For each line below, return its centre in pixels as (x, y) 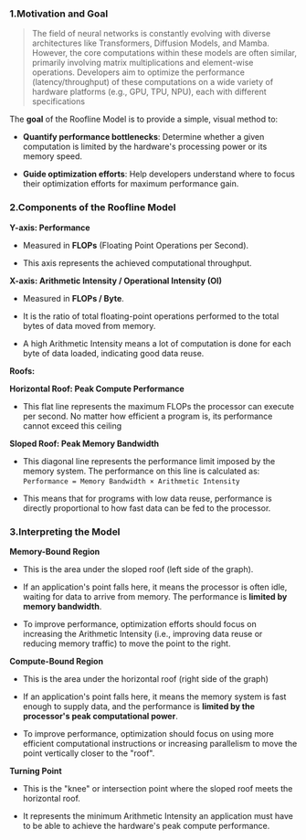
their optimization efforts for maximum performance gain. (131, 184)
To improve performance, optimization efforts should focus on (140, 623)
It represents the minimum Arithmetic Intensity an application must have (158, 815)
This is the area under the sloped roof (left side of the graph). (138, 569)
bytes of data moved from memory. (89, 325)
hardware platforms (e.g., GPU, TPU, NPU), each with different (149, 92)
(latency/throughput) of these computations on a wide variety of (153, 82)
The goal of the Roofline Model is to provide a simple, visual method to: (144, 119)
